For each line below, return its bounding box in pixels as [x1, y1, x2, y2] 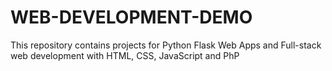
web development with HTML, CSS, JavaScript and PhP [10, 49, 240, 61]
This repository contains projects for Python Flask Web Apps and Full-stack [10, 39, 322, 51]
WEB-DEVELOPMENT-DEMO [10, 6, 253, 29]
